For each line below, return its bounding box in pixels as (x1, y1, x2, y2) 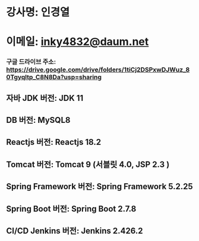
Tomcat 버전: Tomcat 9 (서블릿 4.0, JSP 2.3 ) (6, 159, 170, 169)
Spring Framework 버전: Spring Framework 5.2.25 (6, 181, 193, 191)
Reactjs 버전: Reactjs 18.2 (6, 137, 102, 147)
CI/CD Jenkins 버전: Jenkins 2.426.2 (6, 226, 143, 236)
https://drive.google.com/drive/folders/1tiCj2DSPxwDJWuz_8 (6, 66, 190, 74)
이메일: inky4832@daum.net (6, 35, 149, 48)
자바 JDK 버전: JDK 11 (6, 93, 84, 103)
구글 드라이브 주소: (6, 58, 56, 66)
